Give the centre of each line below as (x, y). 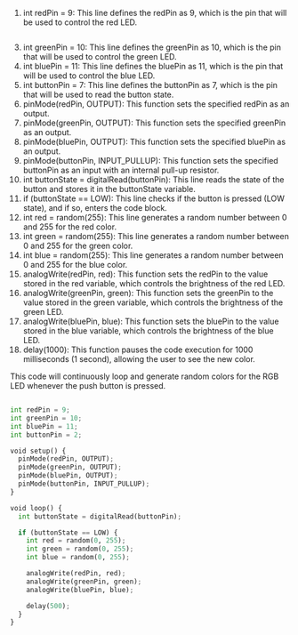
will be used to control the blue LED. (89, 76)
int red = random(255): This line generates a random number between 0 (155, 217)
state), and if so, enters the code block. (95, 208)
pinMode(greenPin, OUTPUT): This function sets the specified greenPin (154, 123)
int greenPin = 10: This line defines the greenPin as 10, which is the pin (152, 47)
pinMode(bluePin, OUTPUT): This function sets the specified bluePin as (154, 142)
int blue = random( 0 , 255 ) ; (78, 558)
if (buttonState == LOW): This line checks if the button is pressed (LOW (154, 198)
